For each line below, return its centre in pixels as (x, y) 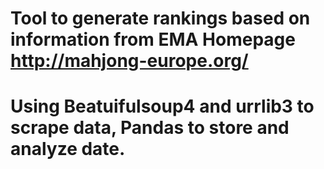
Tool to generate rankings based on (160, 18)
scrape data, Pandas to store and (150, 128)
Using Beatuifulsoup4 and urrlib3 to (162, 106)
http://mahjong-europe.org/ (129, 61)
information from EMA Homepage (153, 39)
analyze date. (68, 149)
